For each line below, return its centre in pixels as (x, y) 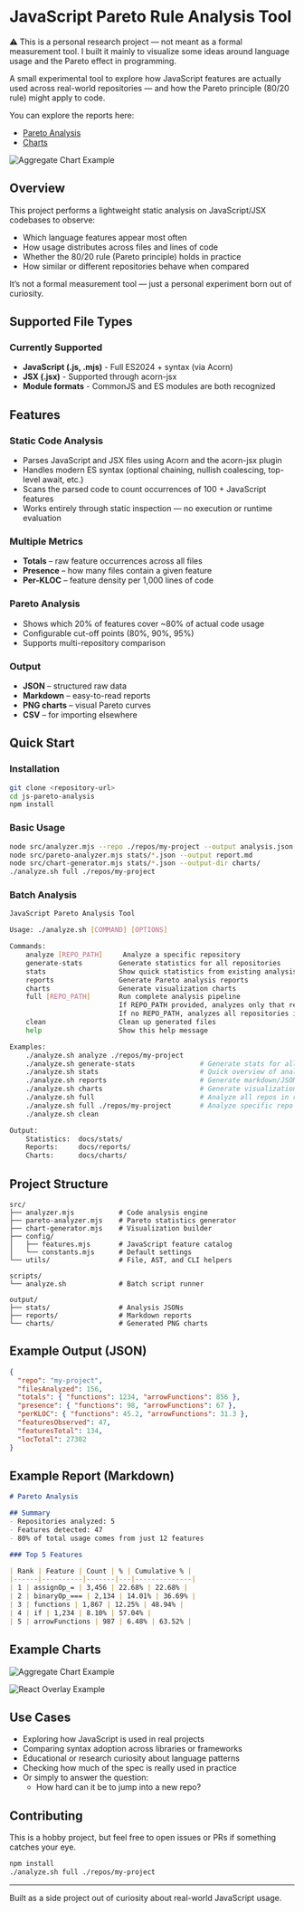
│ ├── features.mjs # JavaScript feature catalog (121, 1244)
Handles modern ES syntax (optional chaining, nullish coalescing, (144, 470)
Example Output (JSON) (78, 1351)
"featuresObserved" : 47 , (64, 1422)
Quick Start (42, 743)
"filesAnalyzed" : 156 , (60, 1389)
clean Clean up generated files (121, 1023)
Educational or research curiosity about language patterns (131, 1758)
